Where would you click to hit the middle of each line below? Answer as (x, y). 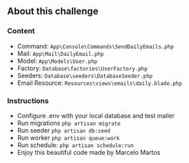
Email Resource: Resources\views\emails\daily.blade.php (100, 83)
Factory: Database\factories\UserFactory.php (82, 68)
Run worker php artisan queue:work (68, 137)
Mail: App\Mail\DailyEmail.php (60, 53)
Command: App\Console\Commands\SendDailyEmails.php (95, 46)
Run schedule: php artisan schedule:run (76, 145)
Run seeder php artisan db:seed (63, 130)
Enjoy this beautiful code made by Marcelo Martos (89, 152)
